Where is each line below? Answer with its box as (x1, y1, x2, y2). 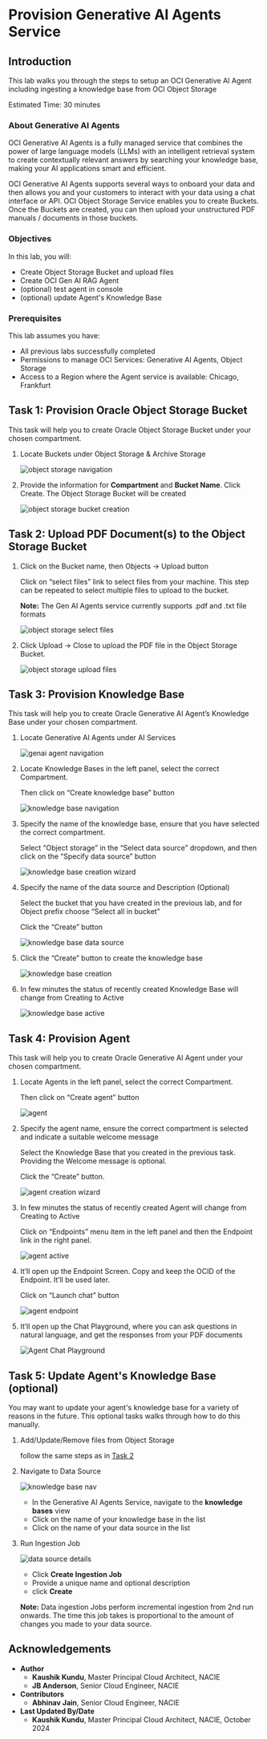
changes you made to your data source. (19, 1619, 152, 1628)
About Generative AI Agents (8, 119, 120, 131)
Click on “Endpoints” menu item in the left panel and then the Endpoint (19, 1227, 253, 1236)
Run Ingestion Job (19, 1538, 80, 1548)
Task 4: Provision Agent (8, 1032, 131, 1045)
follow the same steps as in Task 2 (19, 1450, 134, 1460)
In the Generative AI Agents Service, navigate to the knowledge (31, 1497, 243, 1506)
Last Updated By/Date (19, 1706, 95, 1716)
